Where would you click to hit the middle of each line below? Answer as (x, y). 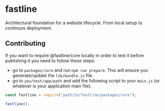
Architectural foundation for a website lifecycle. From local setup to (74, 23)
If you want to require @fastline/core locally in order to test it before (75, 55)
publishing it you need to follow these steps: (50, 61)
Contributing (25, 44)
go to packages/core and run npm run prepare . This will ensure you (80, 70)
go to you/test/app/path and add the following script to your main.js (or (86, 80)
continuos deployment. (29, 28)
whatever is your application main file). (52, 86)
